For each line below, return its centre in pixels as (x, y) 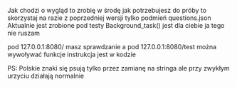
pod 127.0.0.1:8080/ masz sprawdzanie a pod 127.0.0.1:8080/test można (112, 47)
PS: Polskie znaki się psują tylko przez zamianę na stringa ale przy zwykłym (118, 68)
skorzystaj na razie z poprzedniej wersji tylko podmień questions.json (109, 18)
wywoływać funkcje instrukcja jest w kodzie (72, 54)
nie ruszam (24, 33)
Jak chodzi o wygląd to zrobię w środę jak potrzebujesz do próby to (107, 10)
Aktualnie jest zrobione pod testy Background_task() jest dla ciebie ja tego (116, 25)
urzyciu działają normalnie (46, 76)
